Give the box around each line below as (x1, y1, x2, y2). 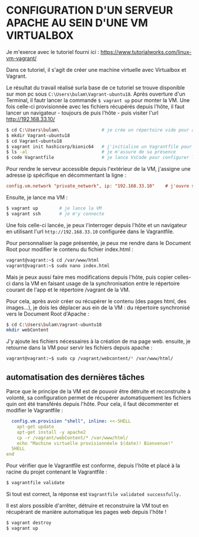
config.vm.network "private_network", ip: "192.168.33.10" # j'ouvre (6, 183, 190, 189)
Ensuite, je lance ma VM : (6, 194, 68, 201)
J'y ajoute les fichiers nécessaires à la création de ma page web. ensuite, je (6, 338, 191, 345)
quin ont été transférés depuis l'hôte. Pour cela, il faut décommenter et (6, 401, 179, 407)
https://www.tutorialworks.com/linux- (100, 48, 192, 55)
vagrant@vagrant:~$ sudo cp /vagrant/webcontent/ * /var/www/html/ (6, 355, 174, 362)
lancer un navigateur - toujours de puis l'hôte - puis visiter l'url (6, 109, 159, 116)
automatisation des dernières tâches (6, 372, 145, 382)
